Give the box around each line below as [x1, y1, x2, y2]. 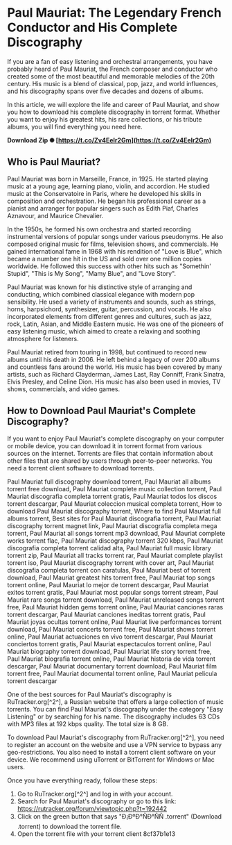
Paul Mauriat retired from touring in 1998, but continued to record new [7, 347, 207, 356]
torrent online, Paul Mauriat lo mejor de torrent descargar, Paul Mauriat [7, 580, 209, 589]
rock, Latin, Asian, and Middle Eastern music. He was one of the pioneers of [7, 320, 224, 328]
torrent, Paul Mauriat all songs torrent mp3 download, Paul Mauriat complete [7, 529, 226, 537]
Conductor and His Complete [7, 19, 178, 35]
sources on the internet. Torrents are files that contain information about [7, 449, 213, 457]
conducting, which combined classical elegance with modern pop [7, 290, 195, 298]
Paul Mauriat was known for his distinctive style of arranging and [7, 283, 193, 291]
